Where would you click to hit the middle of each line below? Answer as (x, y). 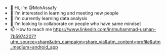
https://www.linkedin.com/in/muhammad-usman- (105, 29)
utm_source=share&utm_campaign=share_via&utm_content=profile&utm (85, 42)
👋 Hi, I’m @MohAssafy (33, 8)
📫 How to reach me (31, 29)
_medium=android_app (34, 47)
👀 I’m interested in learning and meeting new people (64, 13)
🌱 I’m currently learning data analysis (49, 18)
